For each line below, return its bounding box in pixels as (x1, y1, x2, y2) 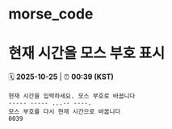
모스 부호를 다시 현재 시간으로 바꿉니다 (8, 108, 121, 116)
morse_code (8, 5, 94, 23)
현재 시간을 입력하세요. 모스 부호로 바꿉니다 (8, 92, 136, 101)
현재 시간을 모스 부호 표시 (8, 44, 166, 63)
